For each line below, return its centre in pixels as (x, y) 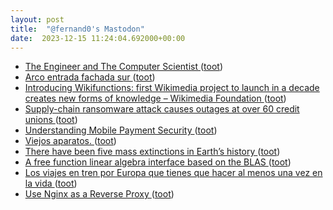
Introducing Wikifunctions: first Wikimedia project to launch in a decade (172, 88)
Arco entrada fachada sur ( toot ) (90, 77)
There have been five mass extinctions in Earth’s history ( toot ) (152, 152)
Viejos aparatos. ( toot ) (70, 141)
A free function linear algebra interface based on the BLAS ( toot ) (158, 162)
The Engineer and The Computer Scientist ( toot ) (123, 67)
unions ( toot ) (51, 120)
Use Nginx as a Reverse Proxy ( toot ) (99, 194)
